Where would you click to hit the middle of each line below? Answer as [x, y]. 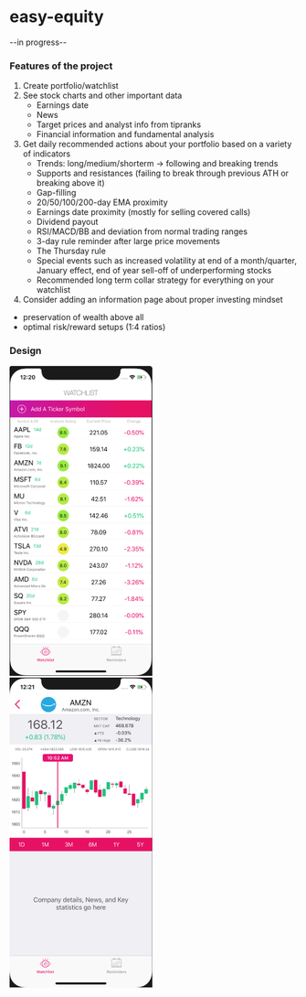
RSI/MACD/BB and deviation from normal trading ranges [142, 231]
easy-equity [57, 17]
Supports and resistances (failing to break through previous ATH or [163, 173]
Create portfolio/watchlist [70, 86]
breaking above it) [70, 183]
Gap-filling [56, 193]
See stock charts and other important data [102, 96]
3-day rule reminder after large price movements [128, 241]
